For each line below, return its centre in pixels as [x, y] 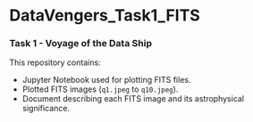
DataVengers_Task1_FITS [105, 16]
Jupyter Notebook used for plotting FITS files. [106, 80]
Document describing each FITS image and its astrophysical [133, 99]
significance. [46, 109]
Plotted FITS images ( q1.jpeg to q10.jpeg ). [100, 89]
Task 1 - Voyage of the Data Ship [80, 44]
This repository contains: [55, 62]
